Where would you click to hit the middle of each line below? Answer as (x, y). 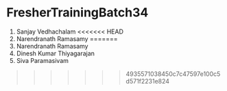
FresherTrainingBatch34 (77, 13)
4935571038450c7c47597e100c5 (173, 74)
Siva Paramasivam (43, 60)
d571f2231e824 (147, 81)
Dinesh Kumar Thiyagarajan (56, 53)
